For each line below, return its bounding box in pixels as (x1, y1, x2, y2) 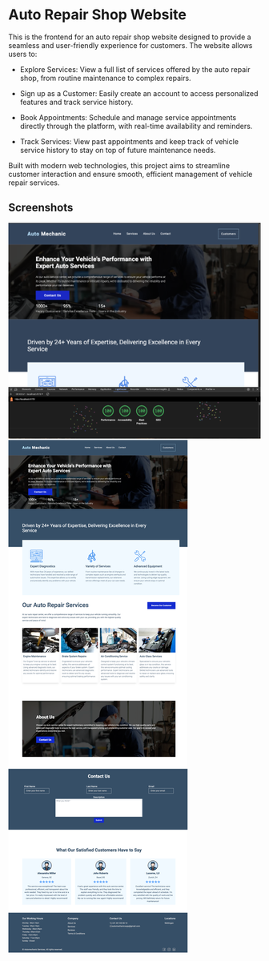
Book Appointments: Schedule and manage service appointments (19, 112, 237, 122)
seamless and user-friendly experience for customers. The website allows (8, 40, 253, 50)
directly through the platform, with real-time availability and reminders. (19, 121, 253, 131)
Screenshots (8, 201, 74, 215)
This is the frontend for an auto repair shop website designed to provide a (8, 32, 251, 42)
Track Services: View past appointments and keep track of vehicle (19, 136, 239, 146)
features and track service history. (19, 97, 134, 107)
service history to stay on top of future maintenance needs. (19, 145, 216, 155)
